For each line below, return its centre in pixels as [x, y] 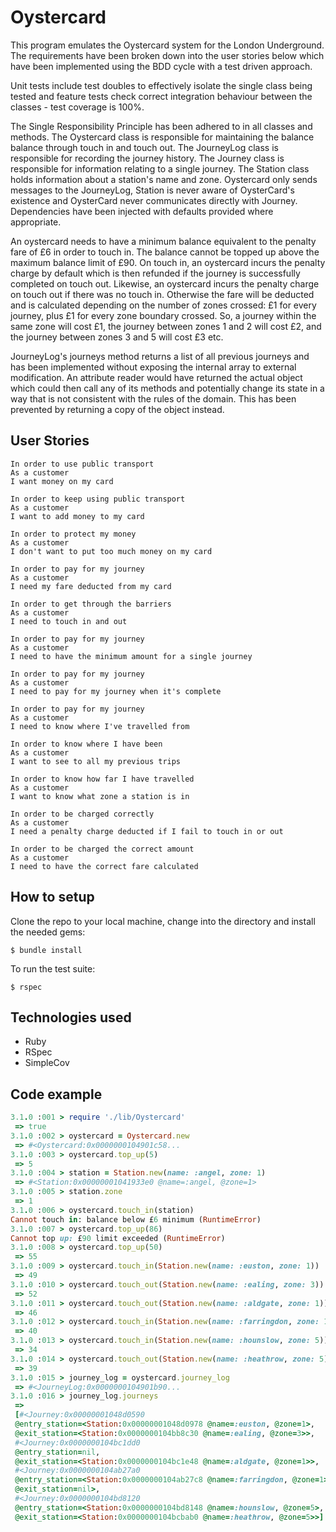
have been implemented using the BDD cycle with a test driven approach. [161, 66]
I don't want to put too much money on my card [111, 551]
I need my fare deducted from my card [91, 586]
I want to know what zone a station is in [100, 796]
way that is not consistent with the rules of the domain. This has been [153, 398]
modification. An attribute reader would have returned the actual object [156, 377]
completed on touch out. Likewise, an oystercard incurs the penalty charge [165, 283]
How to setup [52, 897]
